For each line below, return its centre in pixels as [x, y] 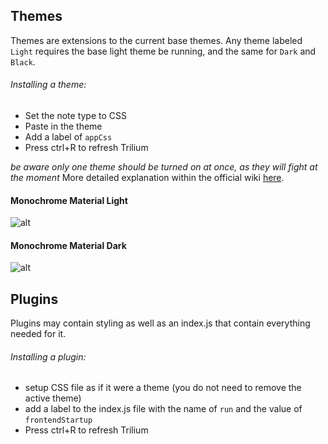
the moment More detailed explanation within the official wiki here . [147, 178]
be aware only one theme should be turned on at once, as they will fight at [164, 167]
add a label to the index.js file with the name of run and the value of [163, 409]
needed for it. [38, 334]
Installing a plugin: [48, 356]
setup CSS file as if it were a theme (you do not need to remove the [163, 388]
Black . [23, 61]
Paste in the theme [63, 126]
